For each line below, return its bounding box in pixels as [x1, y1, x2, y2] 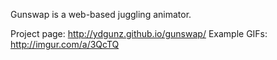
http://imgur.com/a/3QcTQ [10, 39, 120, 50]
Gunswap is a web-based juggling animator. [10, 9, 192, 20]
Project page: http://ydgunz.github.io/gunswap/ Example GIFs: [10, 28, 268, 39]
